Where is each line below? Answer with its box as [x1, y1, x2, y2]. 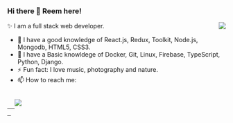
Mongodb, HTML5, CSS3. [17, 43, 91, 51]
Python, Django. [17, 58, 64, 66]
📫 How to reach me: [17, 76, 77, 84]
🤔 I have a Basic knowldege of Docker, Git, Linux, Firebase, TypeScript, [17, 50, 221, 59]
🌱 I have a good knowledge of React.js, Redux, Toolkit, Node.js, [17, 36, 198, 44]
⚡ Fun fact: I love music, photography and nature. [17, 66, 158, 74]
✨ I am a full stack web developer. [7, 22, 105, 30]
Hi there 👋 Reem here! [7, 6, 82, 16]
